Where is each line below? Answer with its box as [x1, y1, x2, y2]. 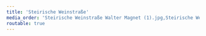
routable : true [6, 20, 45, 26]
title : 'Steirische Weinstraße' [6, 9, 89, 15]
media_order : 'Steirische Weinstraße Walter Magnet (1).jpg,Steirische [6, 15, 193, 21]
